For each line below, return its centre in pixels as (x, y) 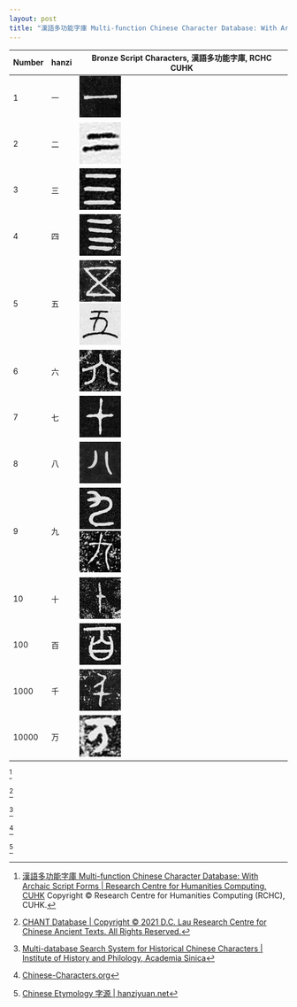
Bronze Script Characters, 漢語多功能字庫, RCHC (182, 58)
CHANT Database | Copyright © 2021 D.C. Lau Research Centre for (144, 922)
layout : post (33, 19)
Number (28, 62)
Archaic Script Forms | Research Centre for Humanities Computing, (144, 887)
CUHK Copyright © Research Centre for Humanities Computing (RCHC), (153, 895)
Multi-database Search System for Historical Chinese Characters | (142, 949)
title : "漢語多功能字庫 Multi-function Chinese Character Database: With (143, 28)
